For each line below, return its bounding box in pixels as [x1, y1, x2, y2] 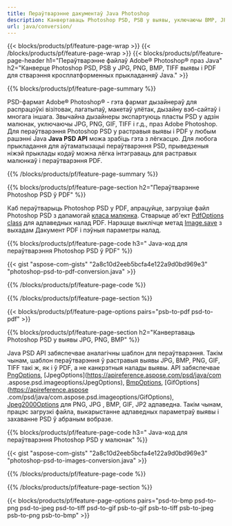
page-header [7, 57, 45, 65]
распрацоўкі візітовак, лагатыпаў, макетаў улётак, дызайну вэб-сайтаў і [7, 105, 221, 114]
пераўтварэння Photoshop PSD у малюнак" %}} [7, 436, 148, 444]
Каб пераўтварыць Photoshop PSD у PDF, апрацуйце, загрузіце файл [7, 204, 210, 213]
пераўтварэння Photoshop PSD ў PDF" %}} [7, 246, 133, 255]
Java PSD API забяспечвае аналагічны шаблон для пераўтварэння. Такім [7, 349, 223, 358]
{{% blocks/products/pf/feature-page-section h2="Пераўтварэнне [7, 184, 200, 192]
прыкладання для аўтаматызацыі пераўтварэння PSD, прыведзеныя [7, 142, 209, 150]
